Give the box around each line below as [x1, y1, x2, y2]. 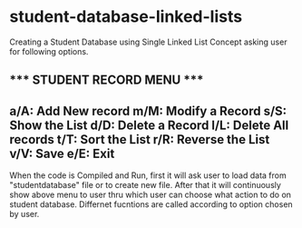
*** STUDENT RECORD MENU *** [9, 73, 204, 88]
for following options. [9, 45, 89, 56]
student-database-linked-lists [9, 6, 243, 27]
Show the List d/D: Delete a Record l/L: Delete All [9, 117, 289, 133]
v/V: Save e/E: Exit [9, 145, 115, 161]
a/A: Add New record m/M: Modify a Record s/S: [9, 103, 287, 119]
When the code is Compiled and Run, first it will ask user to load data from [9, 170, 287, 181]
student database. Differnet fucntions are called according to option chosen [9, 199, 293, 210]
